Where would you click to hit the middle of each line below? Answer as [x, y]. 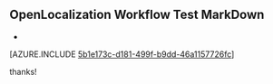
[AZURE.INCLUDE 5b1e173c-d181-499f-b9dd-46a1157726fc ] [122, 54]
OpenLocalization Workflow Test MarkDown [137, 15]
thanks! [24, 71]
